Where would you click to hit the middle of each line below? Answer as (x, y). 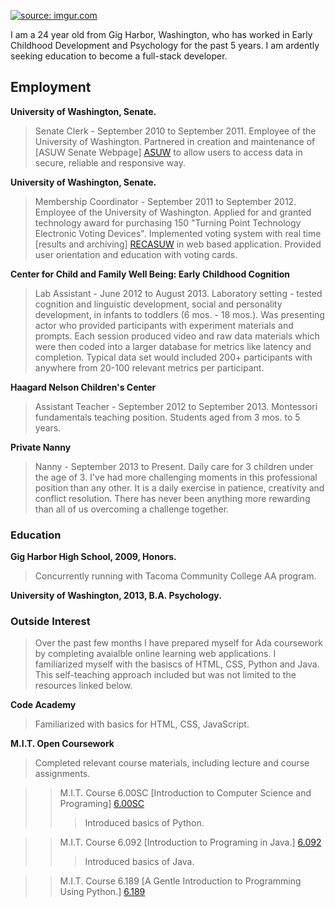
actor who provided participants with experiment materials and (164, 325)
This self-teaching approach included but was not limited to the (165, 675)
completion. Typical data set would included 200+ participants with (173, 357)
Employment (51, 87)
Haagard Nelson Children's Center (83, 387)
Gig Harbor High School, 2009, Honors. (93, 557)
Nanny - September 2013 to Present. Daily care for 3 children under (174, 466)
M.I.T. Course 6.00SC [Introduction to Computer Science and (185, 793)
